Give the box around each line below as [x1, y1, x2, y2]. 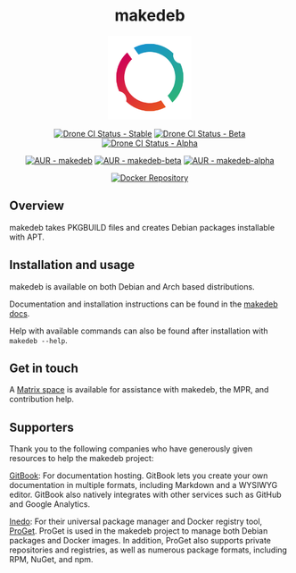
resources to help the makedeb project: [9, 453, 154, 464]
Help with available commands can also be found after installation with [9, 325, 269, 336]
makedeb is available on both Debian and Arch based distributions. [9, 281, 256, 291]
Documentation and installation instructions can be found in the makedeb [9, 299, 278, 309]
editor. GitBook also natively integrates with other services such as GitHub [9, 489, 283, 501]
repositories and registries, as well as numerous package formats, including [9, 544, 288, 555]
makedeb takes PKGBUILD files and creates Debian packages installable [9, 222, 275, 232]
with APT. [9, 232, 45, 242]
